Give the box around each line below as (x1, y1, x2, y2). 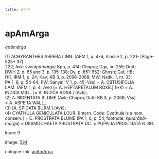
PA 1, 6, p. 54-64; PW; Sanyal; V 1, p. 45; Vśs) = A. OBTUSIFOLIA (5, 79, 135, 85)
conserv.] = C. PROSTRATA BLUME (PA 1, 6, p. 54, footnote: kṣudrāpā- (5, 115, 147, 121)
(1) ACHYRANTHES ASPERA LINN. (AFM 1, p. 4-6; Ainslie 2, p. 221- (5, 53, 140, 59)
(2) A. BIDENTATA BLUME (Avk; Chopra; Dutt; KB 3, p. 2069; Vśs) (5, 95, 136, 100)
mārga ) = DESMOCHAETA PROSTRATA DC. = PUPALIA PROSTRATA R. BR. (5, 120, 155, 126)
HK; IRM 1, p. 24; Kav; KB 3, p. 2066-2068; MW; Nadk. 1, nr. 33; (5, 74, 132, 80)
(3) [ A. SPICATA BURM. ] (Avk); (5, 105, 67, 111)
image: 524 (5, 139, 28, 145)
